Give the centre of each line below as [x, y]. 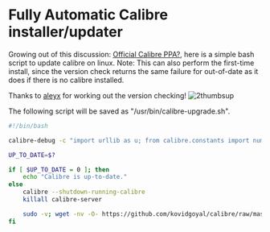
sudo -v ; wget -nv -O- [61, 214]
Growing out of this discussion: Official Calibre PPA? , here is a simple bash [131, 54]
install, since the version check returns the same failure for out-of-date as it [133, 71]
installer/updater [65, 32]
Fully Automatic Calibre [88, 15]
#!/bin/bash [28, 126]
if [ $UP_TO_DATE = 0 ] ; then [59, 170]
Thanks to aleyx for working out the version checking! [98, 95]
